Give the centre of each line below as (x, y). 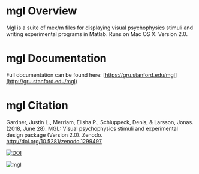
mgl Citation (37, 106)
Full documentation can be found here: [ (56, 75)
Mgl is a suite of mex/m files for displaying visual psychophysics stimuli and (100, 28)
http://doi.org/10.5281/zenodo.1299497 (54, 141)
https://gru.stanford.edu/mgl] (141, 75)
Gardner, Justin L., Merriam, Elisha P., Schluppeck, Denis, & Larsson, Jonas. (100, 122)
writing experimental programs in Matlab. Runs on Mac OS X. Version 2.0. (97, 34)
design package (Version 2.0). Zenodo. (55, 135)
